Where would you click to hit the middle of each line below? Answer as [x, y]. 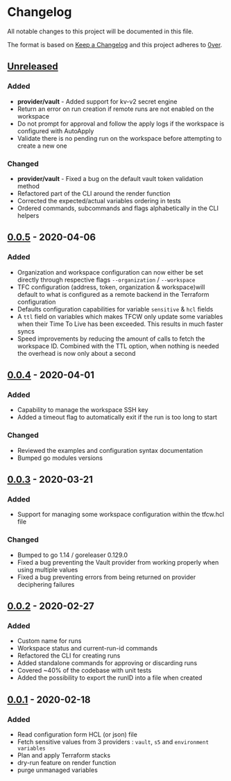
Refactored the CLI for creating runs [69, 655]
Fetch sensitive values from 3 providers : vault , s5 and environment [113, 741]
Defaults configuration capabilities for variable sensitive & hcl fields [115, 309]
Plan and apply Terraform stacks [64, 755]
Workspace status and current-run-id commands [87, 649]
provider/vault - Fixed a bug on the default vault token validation [110, 178]
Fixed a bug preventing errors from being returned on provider [106, 577]
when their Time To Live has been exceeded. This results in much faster [120, 324]
